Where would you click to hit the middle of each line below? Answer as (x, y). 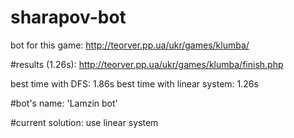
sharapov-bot (68, 17)
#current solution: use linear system (84, 122)
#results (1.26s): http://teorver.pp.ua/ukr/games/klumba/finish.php (147, 64)
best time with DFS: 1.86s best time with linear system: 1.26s (134, 83)
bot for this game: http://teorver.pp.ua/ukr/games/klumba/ (130, 45)
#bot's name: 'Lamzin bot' (64, 103)
